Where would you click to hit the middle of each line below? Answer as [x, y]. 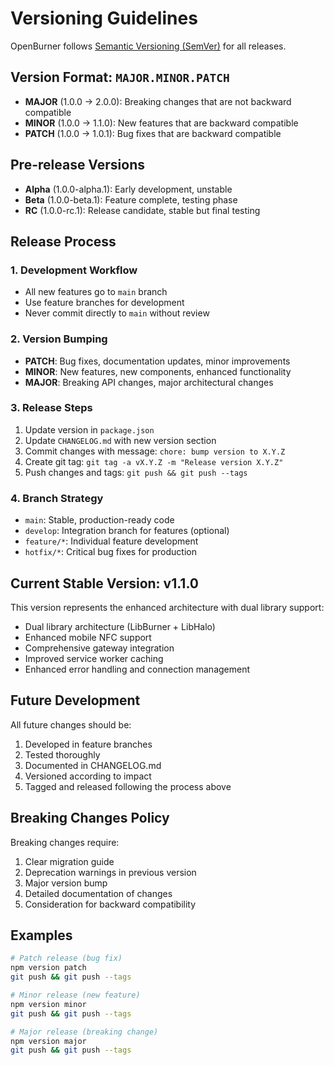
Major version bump [66, 883]
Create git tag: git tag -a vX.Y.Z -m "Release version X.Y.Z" [154, 461]
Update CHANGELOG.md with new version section [120, 440]
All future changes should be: [71, 724]
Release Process [63, 241]
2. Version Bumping [59, 339]
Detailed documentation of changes [98, 893]
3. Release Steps [51, 408]
